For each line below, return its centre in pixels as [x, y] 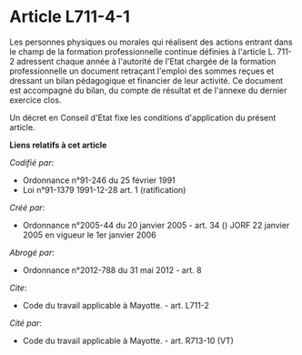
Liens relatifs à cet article [58, 145]
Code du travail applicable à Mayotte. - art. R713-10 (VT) [128, 340]
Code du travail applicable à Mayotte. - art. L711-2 [116, 305]
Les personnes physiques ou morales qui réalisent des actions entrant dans [151, 42]
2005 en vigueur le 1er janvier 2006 [89, 235]
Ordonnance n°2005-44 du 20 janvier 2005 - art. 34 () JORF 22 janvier [156, 225]
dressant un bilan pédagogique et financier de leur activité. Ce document [146, 80]
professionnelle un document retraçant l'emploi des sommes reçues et [142, 71]
